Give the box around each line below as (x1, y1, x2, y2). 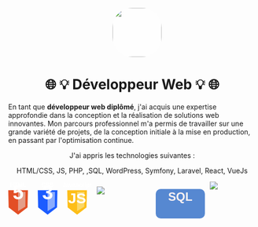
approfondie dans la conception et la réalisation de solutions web (8, 110, 219, 119)
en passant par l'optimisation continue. (8, 135, 135, 145)
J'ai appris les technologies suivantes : (69, 150, 195, 160)
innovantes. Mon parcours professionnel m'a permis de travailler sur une (8, 119, 244, 128)
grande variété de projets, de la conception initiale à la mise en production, (8, 126, 251, 137)
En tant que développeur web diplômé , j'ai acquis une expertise (8, 102, 217, 112)
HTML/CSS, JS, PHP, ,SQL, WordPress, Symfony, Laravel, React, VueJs (17, 166, 248, 175)
